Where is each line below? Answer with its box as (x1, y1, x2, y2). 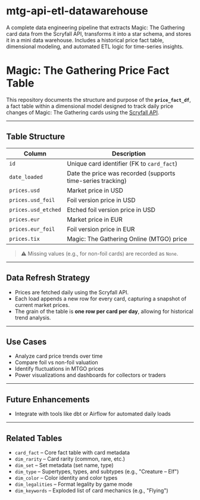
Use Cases (6, 337, 47, 347)
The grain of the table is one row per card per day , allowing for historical (14, 308, 193, 315)
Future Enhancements (6, 395, 90, 405)
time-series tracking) (67, 176, 127, 185)
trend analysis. (14, 314, 51, 321)
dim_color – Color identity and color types (14, 474, 118, 481)
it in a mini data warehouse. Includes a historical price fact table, (6, 36, 164, 44)
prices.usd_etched (9, 206, 61, 213)
